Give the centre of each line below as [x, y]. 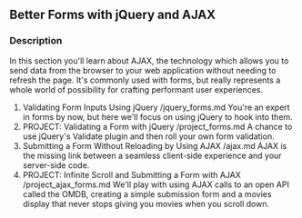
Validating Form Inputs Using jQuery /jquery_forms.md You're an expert [156, 107]
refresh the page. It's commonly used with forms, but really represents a [145, 80]
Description [36, 41]
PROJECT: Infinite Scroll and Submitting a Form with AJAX [131, 174]
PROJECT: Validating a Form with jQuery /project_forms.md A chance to [157, 126]
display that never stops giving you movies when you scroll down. [146, 203]
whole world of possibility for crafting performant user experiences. [136, 89]
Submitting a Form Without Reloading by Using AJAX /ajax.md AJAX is [155, 145]
